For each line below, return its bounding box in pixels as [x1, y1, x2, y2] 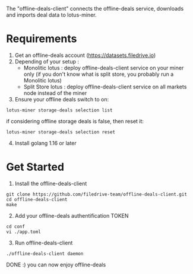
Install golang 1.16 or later [14, 139, 77, 146]
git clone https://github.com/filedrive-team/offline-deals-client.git [6, 191, 187, 197]
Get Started [6, 160, 64, 174]
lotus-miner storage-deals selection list [6, 107, 113, 113]
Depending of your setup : [14, 58, 79, 65]
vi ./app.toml [6, 228, 42, 235]
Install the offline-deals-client [14, 180, 87, 187]
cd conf [6, 224, 26, 230]
